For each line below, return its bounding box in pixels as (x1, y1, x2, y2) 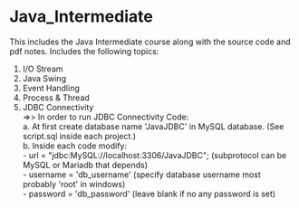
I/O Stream (22, 63, 63, 74)
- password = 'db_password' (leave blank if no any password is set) (22, 188, 276, 199)
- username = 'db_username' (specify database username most (22, 169, 261, 180)
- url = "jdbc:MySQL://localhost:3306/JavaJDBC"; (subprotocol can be (22, 149, 287, 160)
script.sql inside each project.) (22, 130, 137, 141)
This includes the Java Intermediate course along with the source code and (9, 36, 291, 47)
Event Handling (22, 82, 80, 93)
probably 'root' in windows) (22, 178, 126, 189)
